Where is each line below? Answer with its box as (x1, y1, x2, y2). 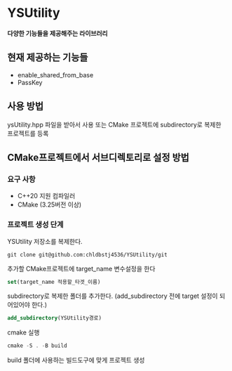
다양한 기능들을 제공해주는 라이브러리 (7, 29, 108, 37)
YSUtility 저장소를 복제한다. (7, 237, 83, 245)
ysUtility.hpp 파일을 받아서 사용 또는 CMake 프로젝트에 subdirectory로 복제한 (7, 120, 222, 129)
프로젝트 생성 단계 (7, 220, 64, 230)
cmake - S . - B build (7, 342, 68, 349)
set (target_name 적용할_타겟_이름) (7, 278, 101, 285)
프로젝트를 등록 (7, 129, 49, 138)
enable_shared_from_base (17, 70, 94, 79)
